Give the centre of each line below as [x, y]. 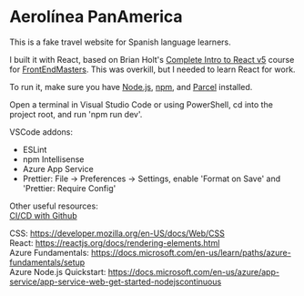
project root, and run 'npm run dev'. [76, 114]
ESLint [35, 149]
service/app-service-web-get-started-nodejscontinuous [116, 281]
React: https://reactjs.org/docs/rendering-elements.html [115, 242]
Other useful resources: [54, 206]
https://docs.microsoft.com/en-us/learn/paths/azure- [191, 252]
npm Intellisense [53, 159]
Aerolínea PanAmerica [96, 17]
